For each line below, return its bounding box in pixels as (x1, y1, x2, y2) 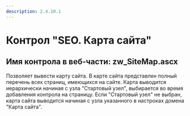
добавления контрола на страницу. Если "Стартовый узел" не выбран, (6, 91, 182, 98)
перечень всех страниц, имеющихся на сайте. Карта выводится (6, 78, 167, 85)
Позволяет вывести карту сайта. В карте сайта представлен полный (6, 72, 177, 79)
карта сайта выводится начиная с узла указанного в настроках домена (6, 97, 185, 104)
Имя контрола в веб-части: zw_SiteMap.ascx (6, 57, 178, 67)
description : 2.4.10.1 (6, 8, 61, 15)
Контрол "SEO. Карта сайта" (6, 33, 152, 47)
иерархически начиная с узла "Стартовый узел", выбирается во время (6, 85, 184, 92)
